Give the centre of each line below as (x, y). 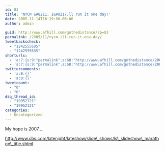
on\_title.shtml (19, 144)
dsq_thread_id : (21, 96)
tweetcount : (17, 83)
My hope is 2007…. (24, 129)
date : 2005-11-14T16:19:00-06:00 (39, 19)
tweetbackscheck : (23, 42)
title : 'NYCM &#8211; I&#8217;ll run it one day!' (58, 14)
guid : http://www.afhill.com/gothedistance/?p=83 (57, 32)
